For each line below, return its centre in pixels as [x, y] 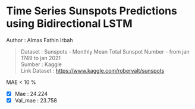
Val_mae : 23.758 [36, 100]
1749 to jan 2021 [41, 58]
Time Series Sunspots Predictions [92, 11]
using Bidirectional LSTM [69, 24]
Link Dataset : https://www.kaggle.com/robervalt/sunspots [92, 70]
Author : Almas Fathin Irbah [40, 40]
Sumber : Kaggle [41, 64]
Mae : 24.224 [31, 94]
